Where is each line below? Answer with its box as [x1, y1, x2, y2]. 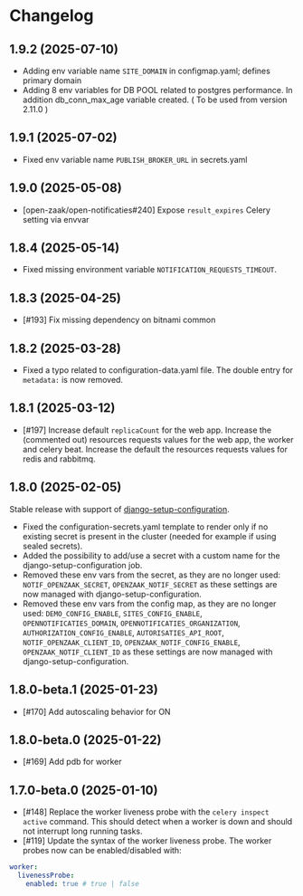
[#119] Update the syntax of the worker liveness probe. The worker [22, 835, 272, 846]
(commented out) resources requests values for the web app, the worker [22, 434, 294, 444]
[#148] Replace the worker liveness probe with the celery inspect [22, 806, 270, 817]
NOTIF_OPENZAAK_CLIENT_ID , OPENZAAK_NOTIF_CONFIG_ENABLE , [22, 636, 241, 647]
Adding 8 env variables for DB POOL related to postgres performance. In [22, 85, 293, 95]
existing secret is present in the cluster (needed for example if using [22, 530, 277, 541]
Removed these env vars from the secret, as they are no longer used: [22, 569, 281, 580]
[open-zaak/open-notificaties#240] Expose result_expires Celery [22, 205, 271, 215]
